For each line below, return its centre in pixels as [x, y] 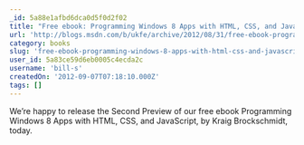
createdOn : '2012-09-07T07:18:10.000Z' [85, 77]
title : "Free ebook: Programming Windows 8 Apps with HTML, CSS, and [143, 26]
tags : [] [26, 85]
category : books [40, 43]
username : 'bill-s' [46, 69]
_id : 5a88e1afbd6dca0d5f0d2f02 [68, 18]
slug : [19, 52]
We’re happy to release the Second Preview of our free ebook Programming [151, 111]
